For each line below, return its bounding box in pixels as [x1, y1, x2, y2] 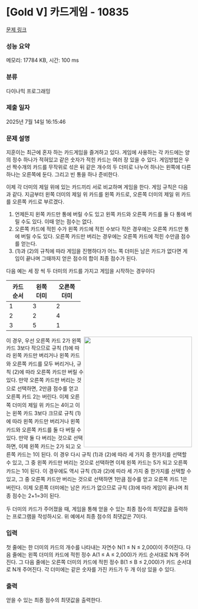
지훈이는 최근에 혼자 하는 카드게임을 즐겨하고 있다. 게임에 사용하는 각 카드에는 [6, 149, 184, 156]
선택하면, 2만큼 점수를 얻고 [16, 384, 78, 392]
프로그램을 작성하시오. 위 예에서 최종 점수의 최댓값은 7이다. [12, 513, 147, 520]
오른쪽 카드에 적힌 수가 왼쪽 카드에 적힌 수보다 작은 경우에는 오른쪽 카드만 [14, 225, 183, 233]
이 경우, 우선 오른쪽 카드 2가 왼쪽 [6, 337, 81, 344]
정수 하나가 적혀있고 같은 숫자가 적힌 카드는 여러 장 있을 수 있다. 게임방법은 [12, 156, 184, 163]
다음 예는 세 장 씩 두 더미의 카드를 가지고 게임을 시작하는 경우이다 [6, 268, 155, 275]
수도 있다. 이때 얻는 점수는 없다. [21, 218, 93, 225]
